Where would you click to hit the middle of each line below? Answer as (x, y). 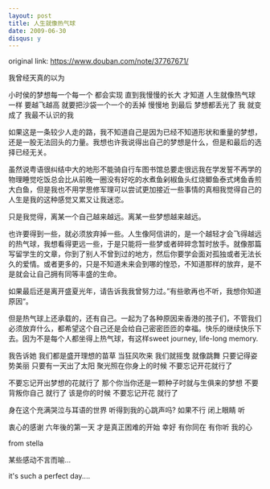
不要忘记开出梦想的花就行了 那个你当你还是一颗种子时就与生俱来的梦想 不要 (133, 383)
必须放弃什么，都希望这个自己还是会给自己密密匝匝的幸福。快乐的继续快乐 (131, 329)
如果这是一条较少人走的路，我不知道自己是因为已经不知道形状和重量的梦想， (135, 132)
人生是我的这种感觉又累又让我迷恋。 (68, 200)
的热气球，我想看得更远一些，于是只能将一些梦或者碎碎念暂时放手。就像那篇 (135, 244)
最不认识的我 (52, 115)
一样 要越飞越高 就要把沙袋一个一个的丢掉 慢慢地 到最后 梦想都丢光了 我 (127, 105)
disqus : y (25, 38)
